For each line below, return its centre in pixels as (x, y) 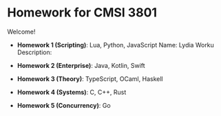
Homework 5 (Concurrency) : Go (64, 105)
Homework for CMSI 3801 (82, 13)
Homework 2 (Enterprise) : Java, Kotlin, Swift (81, 65)
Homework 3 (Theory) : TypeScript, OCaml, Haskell (90, 79)
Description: (34, 52)
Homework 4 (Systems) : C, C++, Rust (72, 92)
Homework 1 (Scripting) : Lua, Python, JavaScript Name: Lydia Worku (116, 45)
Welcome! (21, 32)
